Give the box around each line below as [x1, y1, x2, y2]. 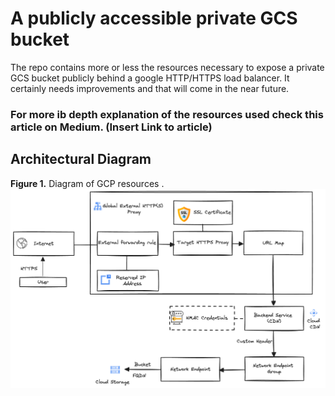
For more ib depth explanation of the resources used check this [10, 107, 324, 121]
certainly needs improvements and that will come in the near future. [10, 82, 290, 94]
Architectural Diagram [10, 151, 152, 168]
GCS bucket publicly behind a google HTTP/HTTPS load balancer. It [10, 72, 290, 84]
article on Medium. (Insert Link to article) [10, 120, 213, 134]
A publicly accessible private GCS [10, 7, 298, 30]
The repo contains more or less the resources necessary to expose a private [10, 61, 325, 73]
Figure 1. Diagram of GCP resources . [10, 177, 165, 189]
